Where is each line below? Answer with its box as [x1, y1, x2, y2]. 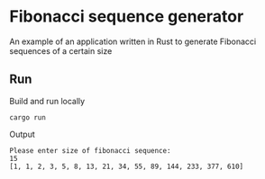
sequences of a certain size [9, 45, 113, 56]
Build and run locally [9, 95, 86, 106]
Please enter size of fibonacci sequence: [9, 146, 171, 155]
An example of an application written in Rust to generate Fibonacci [9, 36, 257, 47]
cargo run [9, 112, 47, 122]
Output [9, 129, 35, 139]
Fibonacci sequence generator [9, 6, 244, 27]
